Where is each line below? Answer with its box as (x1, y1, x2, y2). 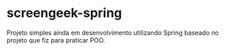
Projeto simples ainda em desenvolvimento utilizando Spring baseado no (6, 28, 219, 37)
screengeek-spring (6, 5, 123, 21)
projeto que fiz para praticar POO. (6, 35, 106, 44)
